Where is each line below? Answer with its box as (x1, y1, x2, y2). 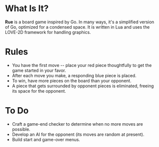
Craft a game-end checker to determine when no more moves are (12, 121, 144, 127)
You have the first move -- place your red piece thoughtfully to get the (12, 62, 152, 68)
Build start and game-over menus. (12, 136, 80, 142)
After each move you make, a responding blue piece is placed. (12, 72, 137, 78)
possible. (12, 126, 30, 132)
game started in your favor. (12, 67, 66, 73)
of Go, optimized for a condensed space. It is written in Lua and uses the (5, 24, 150, 30)
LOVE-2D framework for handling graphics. (5, 29, 91, 35)
